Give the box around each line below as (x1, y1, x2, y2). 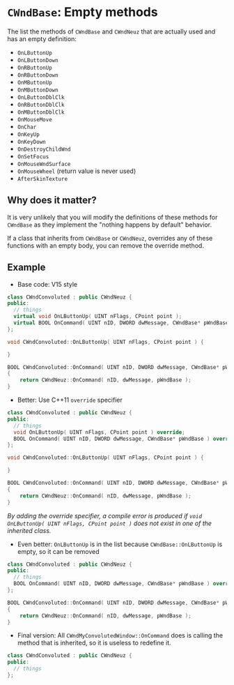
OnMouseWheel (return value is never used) (17, 167, 136, 175)
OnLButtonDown (17, 57, 58, 63)
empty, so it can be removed (17, 547, 100, 555)
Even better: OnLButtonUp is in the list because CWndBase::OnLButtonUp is (17, 540, 223, 548)
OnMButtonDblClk (17, 109, 65, 116)
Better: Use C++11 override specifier (17, 396, 123, 405)
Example (7, 262, 46, 273)
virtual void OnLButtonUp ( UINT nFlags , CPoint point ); (13, 313, 182, 320)
